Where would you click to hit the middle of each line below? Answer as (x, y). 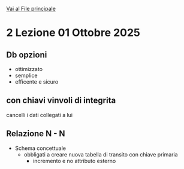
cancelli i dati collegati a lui (40, 115)
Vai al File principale (31, 9)
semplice (26, 75)
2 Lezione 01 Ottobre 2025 (73, 33)
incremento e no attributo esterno (74, 161)
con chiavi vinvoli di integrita (61, 101)
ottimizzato (29, 69)
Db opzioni (27, 55)
